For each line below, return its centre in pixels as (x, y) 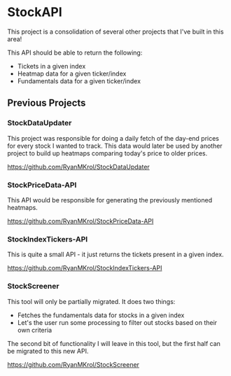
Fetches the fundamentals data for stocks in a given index (101, 315)
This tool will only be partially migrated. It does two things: (91, 301)
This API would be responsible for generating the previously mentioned (110, 200)
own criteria (35, 330)
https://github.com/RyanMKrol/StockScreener (73, 364)
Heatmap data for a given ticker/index (72, 74)
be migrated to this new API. (48, 351)
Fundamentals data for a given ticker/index (79, 81)
